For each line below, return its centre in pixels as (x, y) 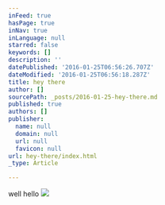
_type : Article (33, 164)
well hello (24, 194)
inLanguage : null (37, 38)
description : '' (35, 60)
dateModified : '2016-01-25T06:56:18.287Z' (79, 75)
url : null (31, 141)
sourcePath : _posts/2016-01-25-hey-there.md (83, 97)
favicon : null (38, 149)
